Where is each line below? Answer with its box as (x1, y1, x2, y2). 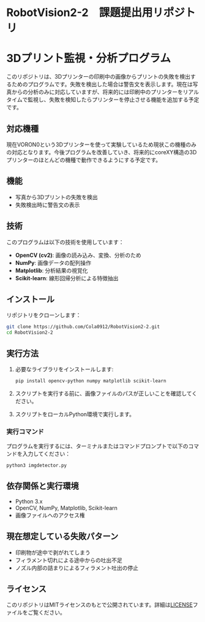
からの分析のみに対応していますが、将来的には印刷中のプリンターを (11, 89, 184, 96)
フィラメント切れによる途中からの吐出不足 (15, 556, 122, 564)
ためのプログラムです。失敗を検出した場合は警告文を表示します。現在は (11, 81, 193, 88)
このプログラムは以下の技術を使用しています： (6, 238, 124, 246)
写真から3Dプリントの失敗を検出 (15, 193, 98, 200)
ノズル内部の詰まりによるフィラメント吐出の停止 (15, 564, 139, 572)
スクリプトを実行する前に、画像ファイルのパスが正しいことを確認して (15, 390, 192, 397)
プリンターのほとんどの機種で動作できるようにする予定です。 (6, 156, 162, 163)
